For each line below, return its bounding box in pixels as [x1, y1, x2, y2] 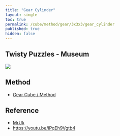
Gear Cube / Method [12, 91, 56, 97]
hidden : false [5, 31, 36, 36]
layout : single [5, 12, 38, 17]
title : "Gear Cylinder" [5, 7, 56, 13]
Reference [5, 106, 39, 115]
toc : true [5, 17, 26, 22]
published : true [5, 26, 40, 32]
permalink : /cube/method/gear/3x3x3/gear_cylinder [5, 21, 115, 27]
